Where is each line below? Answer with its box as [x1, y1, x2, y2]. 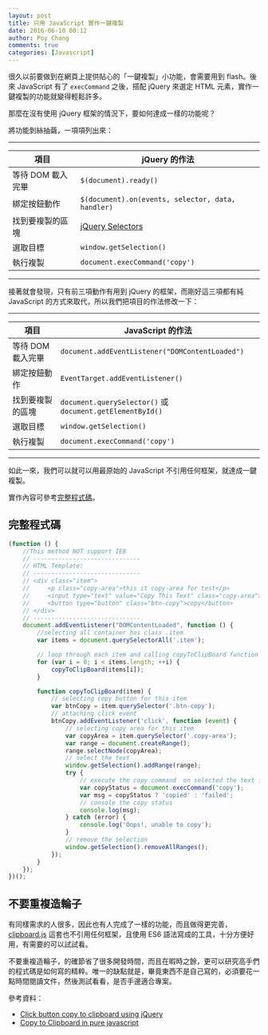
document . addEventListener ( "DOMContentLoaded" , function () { [22, 622, 234, 630]
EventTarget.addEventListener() [60, 374, 183, 383]
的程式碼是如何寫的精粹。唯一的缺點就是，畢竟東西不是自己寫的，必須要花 [8, 966, 253, 976]
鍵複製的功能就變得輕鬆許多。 [8, 92, 106, 101]
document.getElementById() [60, 407, 164, 416]
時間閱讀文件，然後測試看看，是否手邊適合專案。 [14, 977, 176, 986]
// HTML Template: [22, 562, 84, 571]
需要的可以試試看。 [29, 939, 93, 950]
